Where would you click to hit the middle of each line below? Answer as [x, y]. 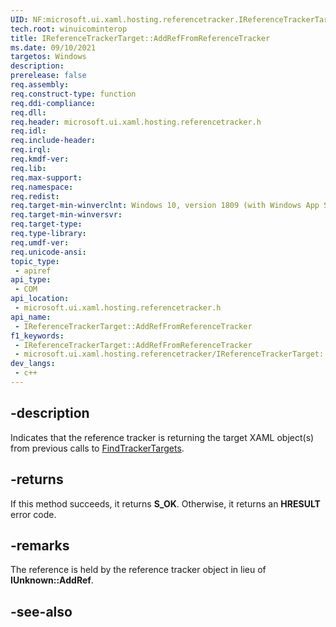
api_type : [31, 280]
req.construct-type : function [73, 94]
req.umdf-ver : [40, 242]
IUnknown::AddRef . [52, 580]
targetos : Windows [48, 57]
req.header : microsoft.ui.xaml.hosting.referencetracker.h [136, 122]
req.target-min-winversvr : [66, 215]
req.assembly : [40, 85]
